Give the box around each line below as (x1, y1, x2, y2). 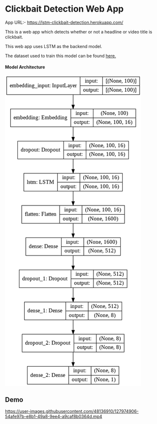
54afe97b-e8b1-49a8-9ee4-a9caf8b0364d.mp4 (5, 413, 103, 419)
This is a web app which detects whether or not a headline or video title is (5, 29, 153, 34)
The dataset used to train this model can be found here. (5, 52, 116, 59)
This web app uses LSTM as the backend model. (5, 43, 103, 49)
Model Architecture (5, 64, 45, 70)
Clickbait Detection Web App (5, 3, 124, 15)
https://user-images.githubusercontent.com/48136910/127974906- (5, 408, 139, 414)
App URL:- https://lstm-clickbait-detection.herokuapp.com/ (5, 19, 124, 25)
